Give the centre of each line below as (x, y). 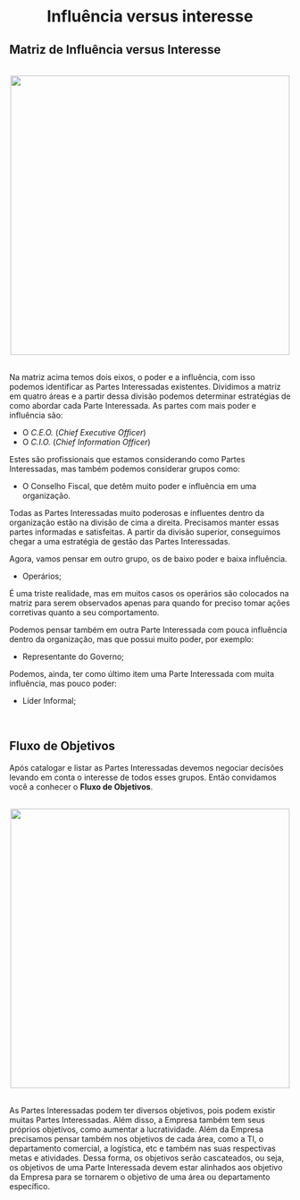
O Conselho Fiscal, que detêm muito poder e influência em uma (139, 486)
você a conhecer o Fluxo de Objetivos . (81, 786)
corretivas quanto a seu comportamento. (84, 613)
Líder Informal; (49, 701)
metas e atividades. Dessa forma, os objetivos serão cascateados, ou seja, (146, 1158)
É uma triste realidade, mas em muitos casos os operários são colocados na (149, 593)
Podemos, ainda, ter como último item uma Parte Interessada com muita (142, 674)
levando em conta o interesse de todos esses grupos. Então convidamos (143, 777)
